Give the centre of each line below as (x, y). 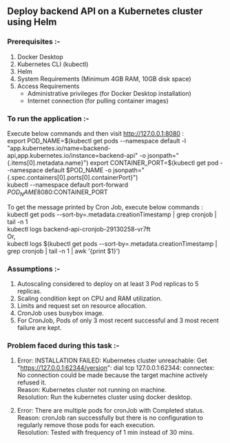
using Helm (32, 22)
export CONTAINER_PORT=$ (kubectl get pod (154, 163)
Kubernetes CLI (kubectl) (53, 64)
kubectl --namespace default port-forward (68, 185)
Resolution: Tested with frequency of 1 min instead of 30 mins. (105, 433)
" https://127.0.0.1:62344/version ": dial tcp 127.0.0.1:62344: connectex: (116, 368)
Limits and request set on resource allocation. (82, 306)
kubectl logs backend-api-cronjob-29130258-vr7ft (79, 229)
